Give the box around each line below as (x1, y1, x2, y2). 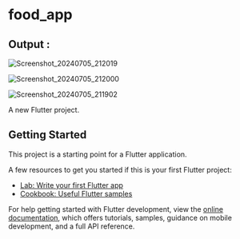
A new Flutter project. (8, 106, 80, 114)
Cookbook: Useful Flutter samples (19, 189, 133, 198)
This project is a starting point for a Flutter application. (8, 149, 187, 159)
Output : (8, 38, 50, 51)
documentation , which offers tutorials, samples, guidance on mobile (8, 213, 232, 222)
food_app (8, 6, 73, 24)
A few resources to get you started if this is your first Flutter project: (8, 165, 232, 174)
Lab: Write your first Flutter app (19, 180, 124, 189)
